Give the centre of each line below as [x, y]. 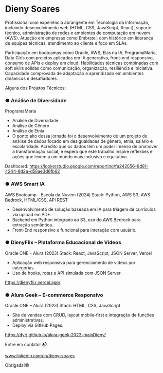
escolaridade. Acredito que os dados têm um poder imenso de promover [85, 147]
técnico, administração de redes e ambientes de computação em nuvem [78, 33]
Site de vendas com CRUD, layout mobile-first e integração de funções [83, 315]
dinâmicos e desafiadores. [32, 78]
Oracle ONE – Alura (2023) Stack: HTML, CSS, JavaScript [63, 306]
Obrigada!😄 [17, 365]
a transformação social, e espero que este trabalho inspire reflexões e [82, 151]
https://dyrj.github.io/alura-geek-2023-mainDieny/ [55, 335]
